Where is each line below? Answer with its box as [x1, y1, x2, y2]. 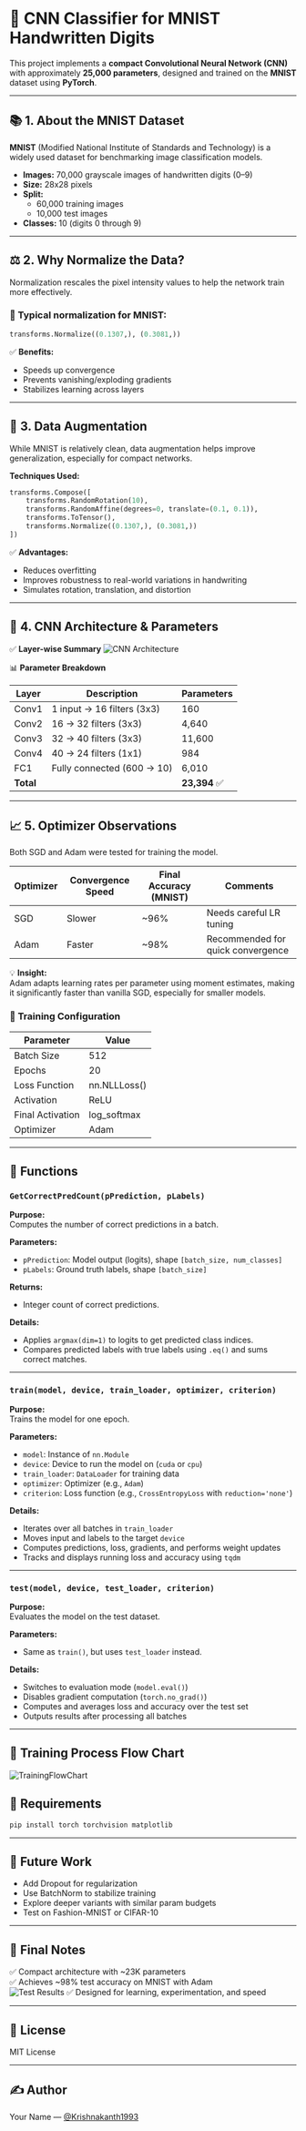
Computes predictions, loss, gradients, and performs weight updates [22, 1542, 281, 1553]
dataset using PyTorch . [9, 76, 97, 87]
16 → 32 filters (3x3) [51, 717, 143, 729]
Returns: [9, 1281, 44, 1292]
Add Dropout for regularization [22, 1878, 138, 1889]
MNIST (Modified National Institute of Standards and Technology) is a [9, 141, 271, 153]
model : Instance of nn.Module [22, 1448, 129, 1460]
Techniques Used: [9, 470, 80, 481]
